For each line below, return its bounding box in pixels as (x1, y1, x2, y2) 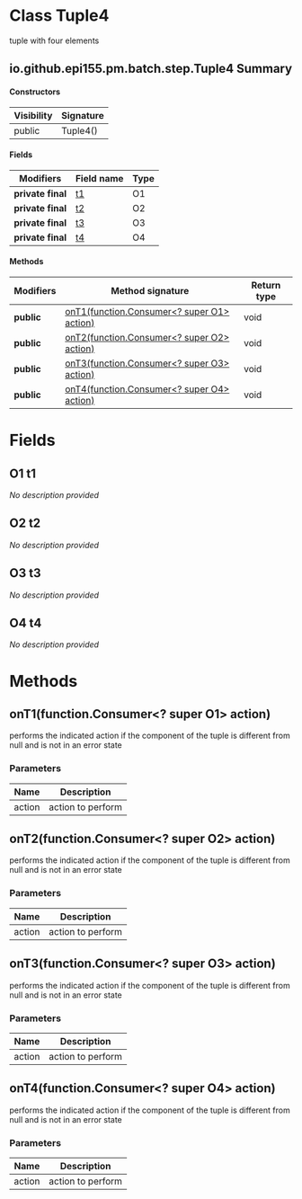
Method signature (111, 284, 190, 297)
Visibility (13, 109, 53, 121)
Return (251, 279, 281, 291)
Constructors (9, 86, 61, 97)
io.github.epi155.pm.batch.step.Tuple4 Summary (9, 61, 293, 76)
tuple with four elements (9, 35, 100, 46)
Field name (75, 172, 124, 184)
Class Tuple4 (9, 5, 110, 26)
